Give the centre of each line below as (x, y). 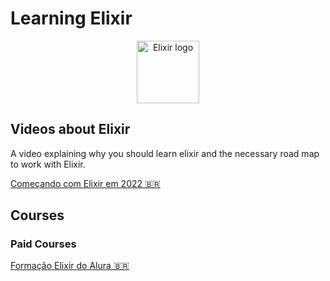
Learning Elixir (71, 18)
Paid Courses (43, 244)
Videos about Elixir (70, 129)
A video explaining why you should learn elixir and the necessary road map (165, 153)
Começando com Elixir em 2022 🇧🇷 (85, 183)
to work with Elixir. (48, 164)
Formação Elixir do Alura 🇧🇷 (70, 266)
